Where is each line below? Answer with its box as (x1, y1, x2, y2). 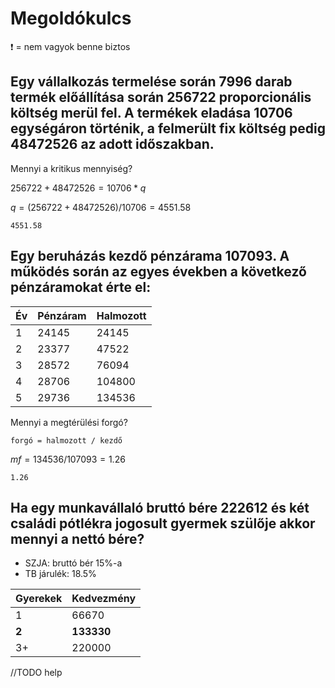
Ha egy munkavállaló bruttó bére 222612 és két (10, 499, 310, 516)
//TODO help (10, 667, 63, 679)
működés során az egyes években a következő (10, 263, 307, 281)
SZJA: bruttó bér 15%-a (24, 557, 123, 569)
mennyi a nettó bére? (10, 530, 145, 547)
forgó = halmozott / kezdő (10, 435, 123, 446)
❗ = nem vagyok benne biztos (10, 40, 131, 52)
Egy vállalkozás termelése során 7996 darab (10, 73, 293, 91)
